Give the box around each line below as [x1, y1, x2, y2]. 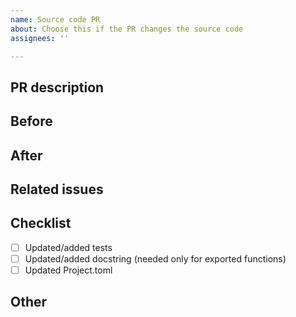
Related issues [10, 181, 104, 198]
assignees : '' [10, 33, 70, 43]
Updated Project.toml [24, 264, 113, 276]
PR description [10, 79, 105, 96]
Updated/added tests [24, 241, 113, 253]
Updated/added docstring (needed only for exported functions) [24, 252, 287, 265]
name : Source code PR [10, 14, 101, 25]
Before [10, 113, 53, 130]
